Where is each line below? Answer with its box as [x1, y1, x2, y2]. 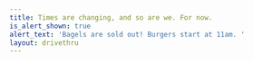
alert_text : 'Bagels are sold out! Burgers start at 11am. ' [9, 30, 246, 39]
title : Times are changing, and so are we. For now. [9, 13, 213, 22]
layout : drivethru [9, 38, 79, 48]
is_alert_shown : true [9, 22, 92, 30]
